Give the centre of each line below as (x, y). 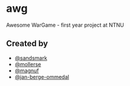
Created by (27, 44)
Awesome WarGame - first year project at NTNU (65, 25)
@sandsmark (31, 58)
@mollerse (28, 64)
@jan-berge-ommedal (42, 77)
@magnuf (27, 71)
